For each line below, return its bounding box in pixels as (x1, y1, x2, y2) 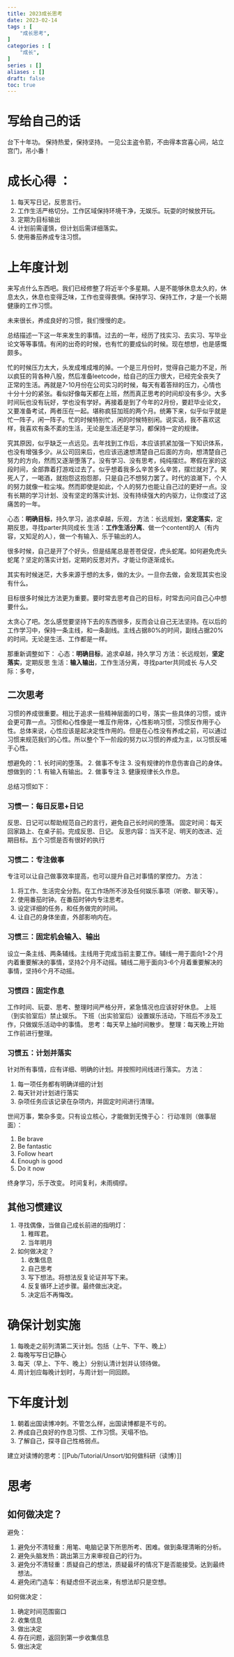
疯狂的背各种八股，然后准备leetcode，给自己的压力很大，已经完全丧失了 (13, 372, 221, 380)
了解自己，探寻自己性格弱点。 (17, 1437, 103, 1445)
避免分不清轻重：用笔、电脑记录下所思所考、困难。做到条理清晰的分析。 (17, 1543, 225, 1551)
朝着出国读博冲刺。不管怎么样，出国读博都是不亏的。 (17, 1420, 171, 1428)
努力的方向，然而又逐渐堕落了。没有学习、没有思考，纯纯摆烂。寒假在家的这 (7, 457, 227, 465)
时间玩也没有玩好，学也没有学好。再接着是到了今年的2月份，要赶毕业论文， (7, 398, 225, 407)
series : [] (7, 62, 42, 69)
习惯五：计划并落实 (7, 1048, 72, 1058)
